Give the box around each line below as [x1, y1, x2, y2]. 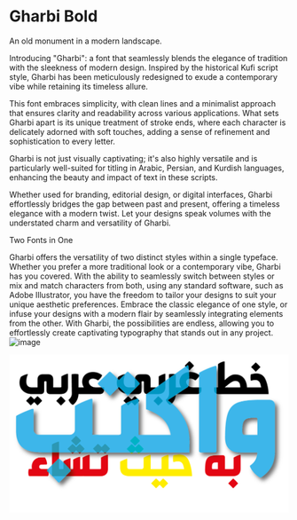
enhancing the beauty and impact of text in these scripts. [9, 171, 219, 183]
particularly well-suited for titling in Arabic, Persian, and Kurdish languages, [9, 162, 285, 173]
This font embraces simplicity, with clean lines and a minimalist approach [9, 98, 277, 108]
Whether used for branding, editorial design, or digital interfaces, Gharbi [9, 189, 273, 200]
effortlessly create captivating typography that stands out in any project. [9, 327, 274, 338]
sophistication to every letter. [9, 136, 115, 146]
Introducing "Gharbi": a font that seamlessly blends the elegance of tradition [9, 52, 288, 63]
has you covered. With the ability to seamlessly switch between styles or [9, 271, 275, 281]
